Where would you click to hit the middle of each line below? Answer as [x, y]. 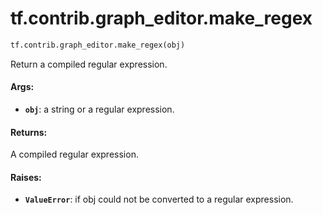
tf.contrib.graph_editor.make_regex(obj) [98, 45]
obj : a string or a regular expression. [99, 109]
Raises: [26, 177]
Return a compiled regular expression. [89, 64]
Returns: [29, 132]
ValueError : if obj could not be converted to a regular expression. [159, 199]
